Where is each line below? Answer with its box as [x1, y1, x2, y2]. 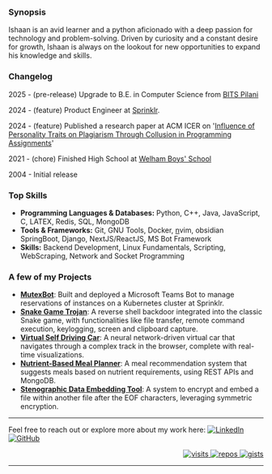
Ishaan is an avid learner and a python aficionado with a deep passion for [8, 25, 253, 35]
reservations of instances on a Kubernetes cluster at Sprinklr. [19, 298, 225, 308]
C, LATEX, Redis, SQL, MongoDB [19, 216, 130, 226]
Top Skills [8, 190, 48, 201]
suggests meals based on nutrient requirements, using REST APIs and [19, 367, 253, 377]
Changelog [8, 71, 53, 83]
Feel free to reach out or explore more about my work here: [8, 425, 206, 435]
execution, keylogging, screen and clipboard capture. [19, 324, 198, 334]
